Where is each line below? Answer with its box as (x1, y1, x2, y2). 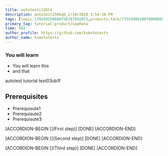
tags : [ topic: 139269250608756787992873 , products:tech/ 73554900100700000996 (5, 16, 166, 21)
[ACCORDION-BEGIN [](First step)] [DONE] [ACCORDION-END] (5, 126, 136, 132)
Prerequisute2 (12, 111, 42, 117)
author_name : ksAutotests (5, 35, 59, 40)
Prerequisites (5, 92, 48, 101)
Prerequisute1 (12, 105, 41, 111)
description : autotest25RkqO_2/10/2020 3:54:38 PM (5, 12, 113, 17)
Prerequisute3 (12, 116, 42, 122)
